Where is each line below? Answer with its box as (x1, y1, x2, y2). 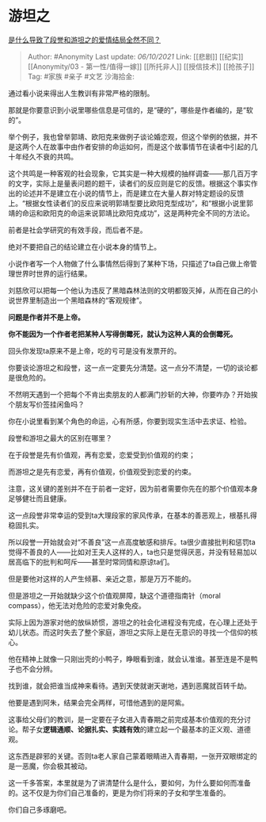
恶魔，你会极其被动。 (21, 761, 92, 770)
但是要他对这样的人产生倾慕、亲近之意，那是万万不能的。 (8, 574, 196, 583)
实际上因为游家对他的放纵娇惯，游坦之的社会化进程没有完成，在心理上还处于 (8, 617, 258, 627)
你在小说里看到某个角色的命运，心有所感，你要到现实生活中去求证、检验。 (8, 416, 251, 426)
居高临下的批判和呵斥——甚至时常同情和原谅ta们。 (8, 556, 174, 567)
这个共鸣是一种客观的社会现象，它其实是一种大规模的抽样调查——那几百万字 (8, 168, 258, 178)
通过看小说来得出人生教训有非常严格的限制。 (8, 88, 154, 97)
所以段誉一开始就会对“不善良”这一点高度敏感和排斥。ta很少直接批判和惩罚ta (8, 537, 256, 547)
